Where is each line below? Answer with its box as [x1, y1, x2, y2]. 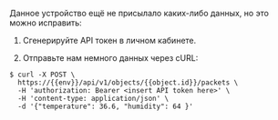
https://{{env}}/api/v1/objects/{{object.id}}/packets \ [17, 78, 239, 87]
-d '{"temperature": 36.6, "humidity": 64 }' [17, 102, 194, 111]
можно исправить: [9, 17, 82, 28]
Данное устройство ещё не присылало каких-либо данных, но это [9, 8, 269, 18]
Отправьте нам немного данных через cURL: [22, 53, 199, 63]
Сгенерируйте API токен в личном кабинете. [22, 35, 197, 45]
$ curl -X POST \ [9, 70, 76, 79]
